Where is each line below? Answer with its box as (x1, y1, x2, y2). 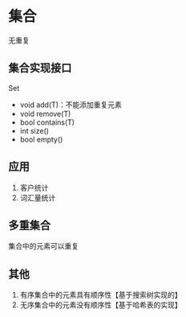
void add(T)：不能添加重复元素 (19, 100, 122, 109)
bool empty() (19, 134, 63, 144)
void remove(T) (19, 109, 71, 118)
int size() (19, 126, 50, 135)
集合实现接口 (8, 61, 72, 75)
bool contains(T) (19, 117, 75, 127)
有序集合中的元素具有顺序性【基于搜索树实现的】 (19, 290, 182, 300)
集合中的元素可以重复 (8, 241, 79, 251)
